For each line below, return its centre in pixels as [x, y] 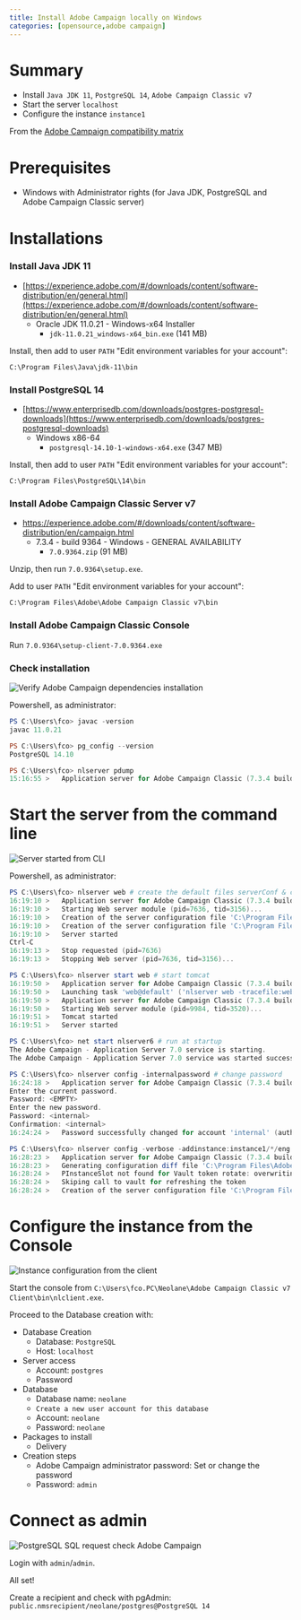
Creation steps [49, 1456]
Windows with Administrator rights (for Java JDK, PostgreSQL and [144, 193]
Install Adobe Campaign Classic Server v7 [103, 504]
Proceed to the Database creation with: [82, 1315]
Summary [46, 70]
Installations [56, 238]
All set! [22, 1580]
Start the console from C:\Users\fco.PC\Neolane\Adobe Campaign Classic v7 [150, 1288]
